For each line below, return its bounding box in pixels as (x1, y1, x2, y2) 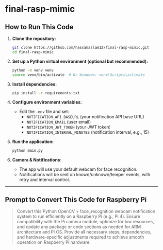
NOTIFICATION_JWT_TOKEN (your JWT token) (26, 124, 111, 130)
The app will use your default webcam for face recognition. (19, 166, 138, 172)
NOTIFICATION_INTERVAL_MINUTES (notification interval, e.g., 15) (26, 129, 149, 135)
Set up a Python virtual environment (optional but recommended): (12, 58, 148, 64)
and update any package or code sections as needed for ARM (16, 224, 141, 230)
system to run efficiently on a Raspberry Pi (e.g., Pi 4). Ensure (16, 214, 141, 219)
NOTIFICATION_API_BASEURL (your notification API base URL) (26, 114, 145, 120)
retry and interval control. (19, 177, 70, 183)
